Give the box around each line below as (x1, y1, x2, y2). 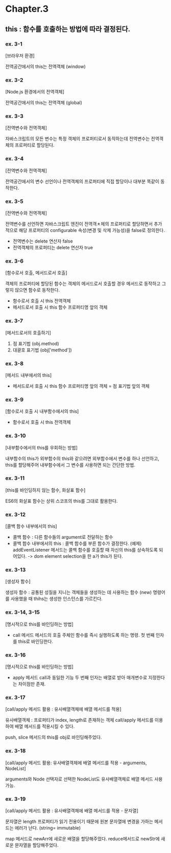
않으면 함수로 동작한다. (14, 287, 60, 293)
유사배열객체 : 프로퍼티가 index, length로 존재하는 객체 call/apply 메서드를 (5, 717, 154, 723)
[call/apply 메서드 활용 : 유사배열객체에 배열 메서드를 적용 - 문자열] (5, 808, 139, 814)
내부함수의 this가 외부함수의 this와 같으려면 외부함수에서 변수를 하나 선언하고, (5, 455, 160, 461)
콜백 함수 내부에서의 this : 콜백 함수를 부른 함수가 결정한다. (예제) (12, 540, 142, 547)
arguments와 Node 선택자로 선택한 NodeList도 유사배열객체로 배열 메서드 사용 (5, 776, 163, 782)
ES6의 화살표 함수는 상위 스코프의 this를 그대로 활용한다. (5, 497, 118, 504)
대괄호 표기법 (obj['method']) (12, 347, 72, 353)
